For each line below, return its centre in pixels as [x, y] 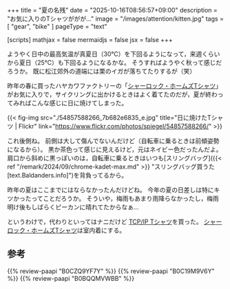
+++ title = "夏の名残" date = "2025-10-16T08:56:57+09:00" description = [113, 10]
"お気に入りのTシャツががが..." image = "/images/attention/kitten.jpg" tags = [115, 19]
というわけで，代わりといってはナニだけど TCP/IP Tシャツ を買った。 [105, 222]
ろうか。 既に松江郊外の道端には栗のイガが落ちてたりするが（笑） [102, 71]
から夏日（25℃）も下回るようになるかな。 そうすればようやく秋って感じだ [115, 63]
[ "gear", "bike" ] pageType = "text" [57, 26]
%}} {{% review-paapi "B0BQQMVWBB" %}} [71, 278]
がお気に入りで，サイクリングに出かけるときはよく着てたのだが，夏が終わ [113, 94]
